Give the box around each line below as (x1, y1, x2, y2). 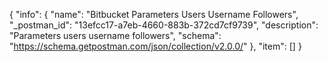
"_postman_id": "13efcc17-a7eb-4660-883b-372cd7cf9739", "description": (9, 19, 319, 31)
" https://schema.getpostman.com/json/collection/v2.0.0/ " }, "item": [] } (9, 40, 302, 52)
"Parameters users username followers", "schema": (9, 30, 222, 41)
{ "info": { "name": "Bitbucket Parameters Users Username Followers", (9, 9, 299, 20)
